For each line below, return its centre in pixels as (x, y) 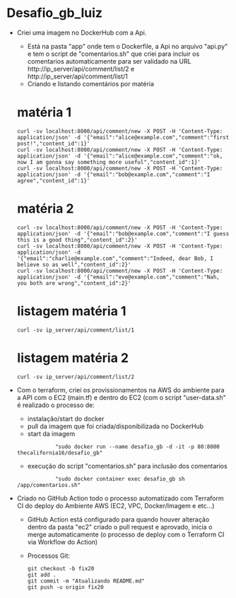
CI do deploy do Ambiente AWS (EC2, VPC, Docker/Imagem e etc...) (116, 505)
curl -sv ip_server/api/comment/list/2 (76, 377)
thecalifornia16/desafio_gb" (60, 453)
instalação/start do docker (66, 418)
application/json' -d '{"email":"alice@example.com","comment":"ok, (120, 156)
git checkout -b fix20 (61, 568)
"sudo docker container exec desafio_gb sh (120, 479)
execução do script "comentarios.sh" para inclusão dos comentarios (127, 466)
